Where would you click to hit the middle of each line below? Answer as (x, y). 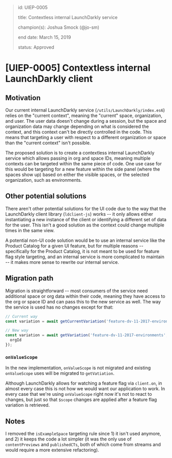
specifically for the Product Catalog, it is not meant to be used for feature (82, 251)
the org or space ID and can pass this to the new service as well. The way (83, 301)
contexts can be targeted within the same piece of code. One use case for (84, 164)
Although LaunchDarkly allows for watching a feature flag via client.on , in (84, 383)
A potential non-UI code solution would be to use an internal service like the (85, 240)
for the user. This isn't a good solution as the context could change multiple (85, 225)
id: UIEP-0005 (33, 7)
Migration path (29, 279)
